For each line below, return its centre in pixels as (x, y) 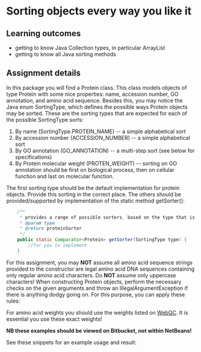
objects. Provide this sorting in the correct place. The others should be (94, 194)
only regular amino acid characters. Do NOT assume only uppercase (91, 275)
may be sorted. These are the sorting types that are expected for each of (97, 113)
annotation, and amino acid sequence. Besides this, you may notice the (94, 100)
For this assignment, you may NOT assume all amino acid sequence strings (99, 262)
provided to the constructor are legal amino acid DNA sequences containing (100, 269)
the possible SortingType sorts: (45, 119)
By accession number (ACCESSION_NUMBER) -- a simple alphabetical (103, 137)
